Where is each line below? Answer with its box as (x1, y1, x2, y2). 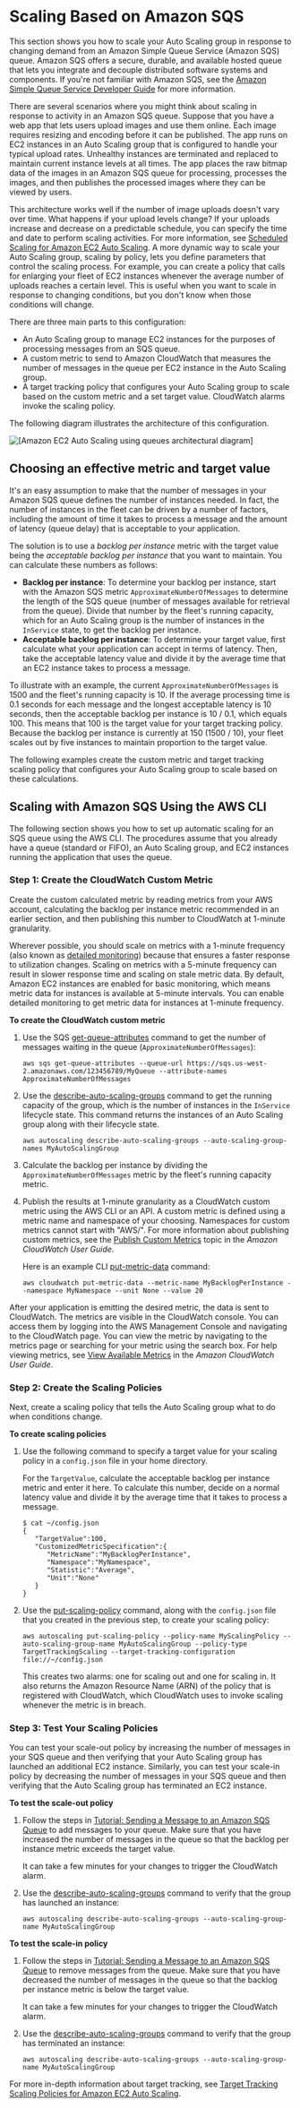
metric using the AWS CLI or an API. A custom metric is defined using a (21, 1205, 286, 1216)
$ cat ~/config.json (21, 1519, 99, 1528)
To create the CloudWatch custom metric (9, 1014, 166, 1025)
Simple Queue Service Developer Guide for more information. (9, 83, 236, 94)
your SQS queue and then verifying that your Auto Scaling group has (9, 1751, 262, 1762)
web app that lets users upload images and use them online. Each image (9, 119, 277, 131)
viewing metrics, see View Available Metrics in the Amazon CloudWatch (9, 1349, 275, 1360)
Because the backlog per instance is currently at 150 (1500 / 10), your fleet (9, 727, 284, 738)
